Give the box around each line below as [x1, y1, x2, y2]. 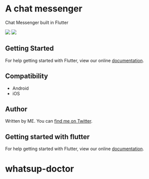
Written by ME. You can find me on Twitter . [5, 118, 93, 124]
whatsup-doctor [5, 163, 74, 175]
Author [5, 105, 27, 113]
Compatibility [5, 72, 48, 80]
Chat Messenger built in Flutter [5, 19, 69, 25]
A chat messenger [5, 3, 83, 14]
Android [12, 85, 29, 91]
